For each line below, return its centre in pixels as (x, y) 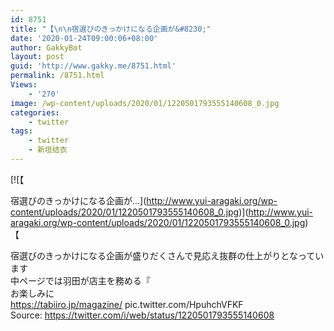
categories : (35, 112)
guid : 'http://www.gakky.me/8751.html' (93, 66)
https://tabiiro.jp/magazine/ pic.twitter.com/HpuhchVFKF (127, 304)
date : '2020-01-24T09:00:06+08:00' (84, 38)
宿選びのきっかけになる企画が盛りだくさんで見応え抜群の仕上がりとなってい (167, 255)
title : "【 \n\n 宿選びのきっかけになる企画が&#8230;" (111, 29)
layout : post (37, 57)
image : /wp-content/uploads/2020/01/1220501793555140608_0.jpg (145, 103)
